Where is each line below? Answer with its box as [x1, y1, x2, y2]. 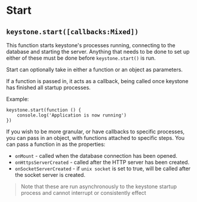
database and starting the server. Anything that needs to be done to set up [6, 48, 190, 55]
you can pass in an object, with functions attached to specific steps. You [6, 134, 185, 141]
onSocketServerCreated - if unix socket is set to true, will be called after [14, 165, 191, 172]
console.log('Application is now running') [17, 112, 127, 118]
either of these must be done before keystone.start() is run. [6, 54, 156, 62]
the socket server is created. [14, 172, 85, 178]
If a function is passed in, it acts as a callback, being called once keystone [6, 78, 189, 84]
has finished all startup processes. [6, 84, 91, 91]
